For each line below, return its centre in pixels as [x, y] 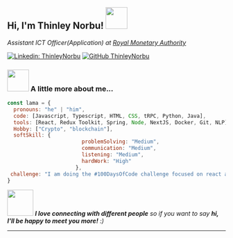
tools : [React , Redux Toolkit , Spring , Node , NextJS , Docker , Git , [113, 122]
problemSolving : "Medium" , [120, 142]
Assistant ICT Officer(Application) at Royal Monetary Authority [97, 42]
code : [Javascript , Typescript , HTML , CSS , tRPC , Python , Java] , [110, 116]
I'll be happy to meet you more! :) [55, 221]
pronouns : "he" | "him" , [49, 109]
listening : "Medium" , [113, 155]
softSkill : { [32, 135]
